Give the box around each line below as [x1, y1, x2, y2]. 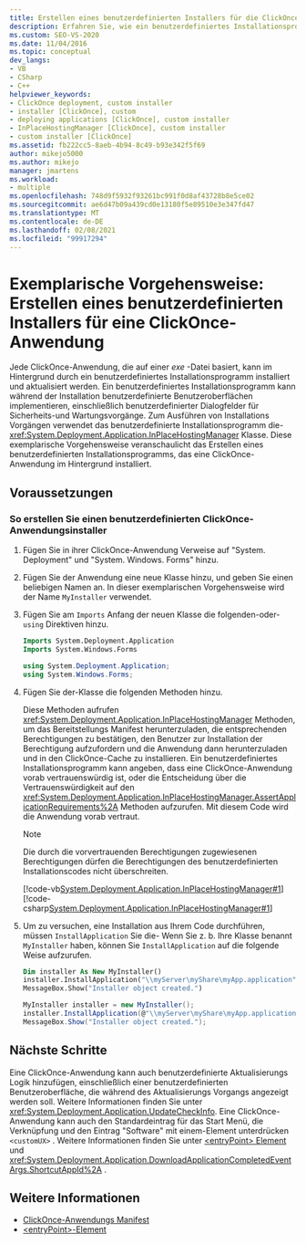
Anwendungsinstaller [9, 524, 107, 537]
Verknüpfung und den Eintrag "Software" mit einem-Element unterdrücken [9, 1124, 290, 1136]
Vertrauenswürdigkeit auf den [22, 781, 135, 792]
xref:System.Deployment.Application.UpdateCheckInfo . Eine [9, 1105, 236, 1116]
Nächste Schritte [9, 1042, 107, 1059]
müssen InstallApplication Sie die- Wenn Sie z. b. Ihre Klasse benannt [22, 930, 293, 941]
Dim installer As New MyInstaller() [22, 967, 162, 977]
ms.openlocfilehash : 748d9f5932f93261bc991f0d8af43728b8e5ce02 [9, 192, 255, 201]
